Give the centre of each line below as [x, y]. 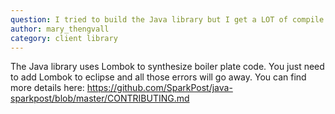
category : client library [64, 38]
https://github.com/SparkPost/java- [159, 88]
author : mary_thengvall [60, 29]
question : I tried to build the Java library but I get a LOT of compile [167, 19]
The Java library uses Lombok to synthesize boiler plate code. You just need [167, 67]
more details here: [47, 88]
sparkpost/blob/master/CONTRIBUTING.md [100, 98]
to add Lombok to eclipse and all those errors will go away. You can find [158, 77]
